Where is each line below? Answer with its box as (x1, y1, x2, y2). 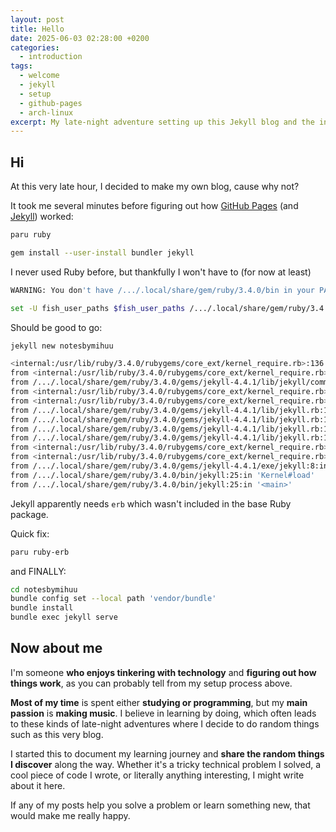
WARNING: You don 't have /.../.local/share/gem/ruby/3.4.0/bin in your (10, 285, 315, 295)
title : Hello (10, 24, 65, 34)
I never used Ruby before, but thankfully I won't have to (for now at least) (10, 266, 312, 278)
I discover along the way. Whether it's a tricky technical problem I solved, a (10, 758, 322, 770)
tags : (10, 61, 33, 71)
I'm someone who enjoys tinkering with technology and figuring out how (10, 666, 317, 678)
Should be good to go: (10, 321, 103, 333)
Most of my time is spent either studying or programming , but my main (10, 696, 308, 708)
